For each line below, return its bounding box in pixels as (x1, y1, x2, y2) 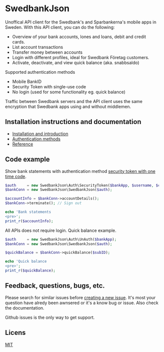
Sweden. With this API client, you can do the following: (5, 24, 115, 30)
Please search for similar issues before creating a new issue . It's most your (5, 294, 156, 300)
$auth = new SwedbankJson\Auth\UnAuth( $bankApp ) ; (5, 237, 117, 242)
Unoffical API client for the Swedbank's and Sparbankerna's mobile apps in (5, 19, 157, 25)
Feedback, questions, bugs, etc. (5, 282, 105, 290)
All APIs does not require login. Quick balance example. (5, 228, 117, 233)
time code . (5, 173, 27, 179)
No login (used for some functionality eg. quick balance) (12, 89, 126, 95)
